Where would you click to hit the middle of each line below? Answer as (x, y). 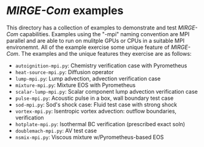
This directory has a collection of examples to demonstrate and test (92, 28)
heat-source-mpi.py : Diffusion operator (64, 72)
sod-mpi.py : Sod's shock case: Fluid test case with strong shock (96, 104)
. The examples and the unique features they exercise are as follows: (105, 53)
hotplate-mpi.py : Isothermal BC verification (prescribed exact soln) (100, 124)
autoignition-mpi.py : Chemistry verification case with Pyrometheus (101, 66)
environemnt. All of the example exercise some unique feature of (88, 47)
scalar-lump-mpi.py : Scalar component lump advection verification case (106, 91)
